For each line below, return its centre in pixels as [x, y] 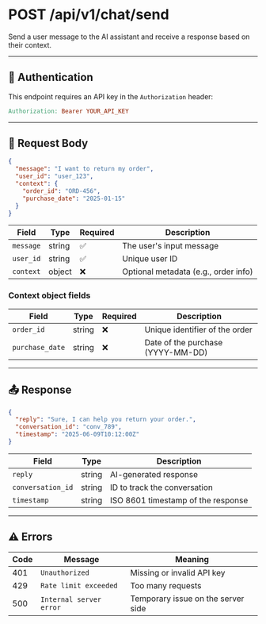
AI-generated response [154, 474]
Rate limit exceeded [79, 585]
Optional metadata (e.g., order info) [188, 272]
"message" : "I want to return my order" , [85, 169]
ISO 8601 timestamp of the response [179, 500]
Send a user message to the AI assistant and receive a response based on [129, 37]
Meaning [192, 559]
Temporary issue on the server [187, 599]
